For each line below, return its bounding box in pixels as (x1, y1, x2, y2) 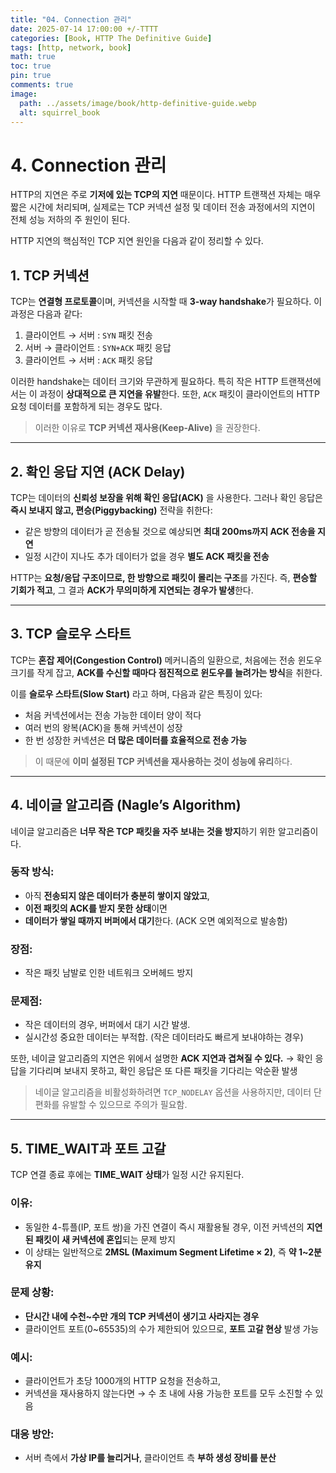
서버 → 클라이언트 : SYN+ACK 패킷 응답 (24, 342, 172, 354)
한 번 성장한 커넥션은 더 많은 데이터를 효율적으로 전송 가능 (24, 734, 248, 746)
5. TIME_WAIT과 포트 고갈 (10, 1140, 167, 1157)
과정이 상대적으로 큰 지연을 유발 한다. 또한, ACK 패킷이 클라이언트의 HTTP (39, 388, 320, 400)
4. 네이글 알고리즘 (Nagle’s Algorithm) (10, 797, 242, 814)
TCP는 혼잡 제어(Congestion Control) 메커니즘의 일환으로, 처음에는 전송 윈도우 (10, 654, 323, 666)
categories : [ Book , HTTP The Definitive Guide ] (10, 33, 213, 43)
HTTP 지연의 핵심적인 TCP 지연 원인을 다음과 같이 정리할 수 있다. (10, 235, 264, 247)
